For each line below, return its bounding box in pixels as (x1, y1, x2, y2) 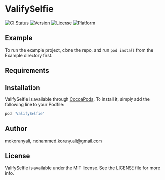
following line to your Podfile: (5, 101, 65, 107)
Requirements (5, 66, 49, 75)
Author (5, 124, 27, 133)
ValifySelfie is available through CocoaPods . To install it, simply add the (5, 96, 150, 102)
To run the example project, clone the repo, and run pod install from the (5, 47, 154, 53)
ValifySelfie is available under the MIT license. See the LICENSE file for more (5, 165, 160, 171)
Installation (5, 83, 40, 91)
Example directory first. (5, 52, 53, 58)
